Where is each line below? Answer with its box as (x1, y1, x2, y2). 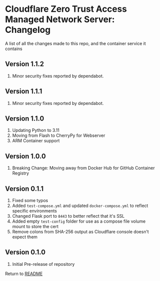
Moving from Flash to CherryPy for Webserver (12, 132, 105, 138)
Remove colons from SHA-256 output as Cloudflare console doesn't (12, 229, 149, 234)
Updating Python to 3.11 (12, 128, 60, 133)
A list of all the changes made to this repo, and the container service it (5, 40, 146, 46)
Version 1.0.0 (5, 152, 46, 160)
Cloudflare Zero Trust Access (5, 3, 127, 15)
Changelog (5, 25, 51, 35)
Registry (12, 170, 29, 176)
